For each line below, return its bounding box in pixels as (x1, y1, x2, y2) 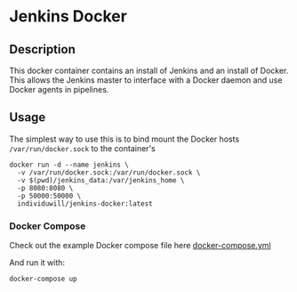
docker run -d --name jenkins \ (9, 160, 129, 169)
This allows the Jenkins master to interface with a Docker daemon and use (9, 75, 283, 85)
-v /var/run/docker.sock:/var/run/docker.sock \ (17, 167, 201, 177)
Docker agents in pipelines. (9, 85, 109, 94)
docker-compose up (9, 274, 77, 284)
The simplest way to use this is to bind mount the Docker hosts (9, 134, 240, 144)
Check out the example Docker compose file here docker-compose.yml (9, 240, 271, 251)
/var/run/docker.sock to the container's (9, 142, 156, 153)
